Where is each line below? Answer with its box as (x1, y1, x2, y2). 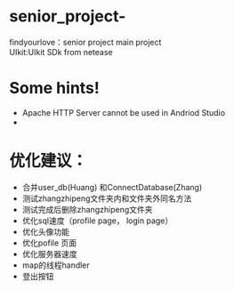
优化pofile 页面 (21, 238, 77, 248)
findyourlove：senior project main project (9, 36, 162, 47)
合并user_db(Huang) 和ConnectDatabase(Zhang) (21, 181, 203, 192)
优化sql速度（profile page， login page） (21, 215, 173, 226)
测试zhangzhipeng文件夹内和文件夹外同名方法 (21, 193, 192, 204)
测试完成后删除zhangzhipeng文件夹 (21, 204, 153, 214)
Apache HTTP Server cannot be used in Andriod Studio (21, 107, 225, 117)
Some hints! (9, 78, 101, 99)
